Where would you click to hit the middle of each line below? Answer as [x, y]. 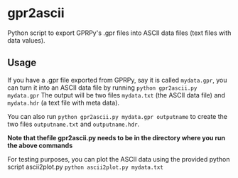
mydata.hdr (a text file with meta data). [63, 103]
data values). [26, 40]
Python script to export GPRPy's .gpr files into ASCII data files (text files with [119, 33]
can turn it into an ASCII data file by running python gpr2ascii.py [102, 88]
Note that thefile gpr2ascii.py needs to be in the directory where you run [117, 137]
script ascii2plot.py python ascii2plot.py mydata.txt [85, 167]
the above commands [40, 145]
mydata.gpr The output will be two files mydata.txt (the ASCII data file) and [117, 95]
